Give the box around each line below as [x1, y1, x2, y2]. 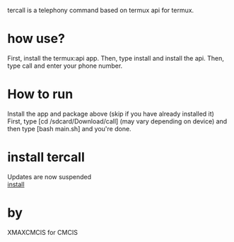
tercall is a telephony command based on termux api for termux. [7, 6, 194, 14]
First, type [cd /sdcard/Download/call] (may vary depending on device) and [7, 116, 228, 126]
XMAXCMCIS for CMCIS [7, 228, 78, 236]
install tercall [7, 150, 85, 165]
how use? [7, 31, 66, 47]
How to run [7, 86, 74, 102]
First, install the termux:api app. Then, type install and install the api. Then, [7, 54, 225, 62]
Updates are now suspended [7, 172, 92, 181]
